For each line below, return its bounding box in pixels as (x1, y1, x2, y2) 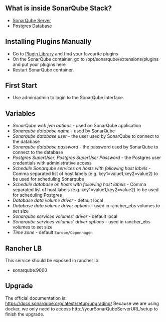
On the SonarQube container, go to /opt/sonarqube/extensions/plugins (12, 56, 159, 62)
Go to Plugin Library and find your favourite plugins (12, 50, 119, 57)
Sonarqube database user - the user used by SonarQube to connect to (12, 133, 159, 139)
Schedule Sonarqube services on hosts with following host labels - (12, 166, 151, 172)
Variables (5, 109, 36, 118)
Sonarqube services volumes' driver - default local (12, 213, 118, 219)
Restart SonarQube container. (12, 66, 74, 72)
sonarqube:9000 (12, 267, 48, 273)
